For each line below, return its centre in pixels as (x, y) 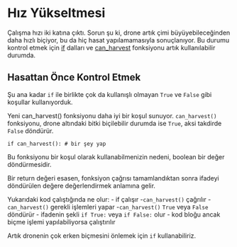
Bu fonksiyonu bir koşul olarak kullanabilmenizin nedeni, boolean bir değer (116, 156)
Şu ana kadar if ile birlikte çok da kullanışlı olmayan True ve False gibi (110, 94)
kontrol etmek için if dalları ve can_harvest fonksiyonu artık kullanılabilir (111, 47)
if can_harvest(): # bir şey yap (57, 144)
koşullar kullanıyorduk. (40, 102)
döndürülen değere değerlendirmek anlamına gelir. (82, 185)
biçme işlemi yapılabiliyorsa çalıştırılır (61, 222)
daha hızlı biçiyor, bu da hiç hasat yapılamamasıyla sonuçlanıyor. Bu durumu (118, 40)
